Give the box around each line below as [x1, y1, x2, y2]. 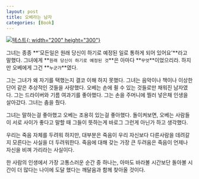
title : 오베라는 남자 [6, 14, 52, 20]
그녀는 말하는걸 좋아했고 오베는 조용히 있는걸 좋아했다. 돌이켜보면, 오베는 [6, 111, 174, 119]
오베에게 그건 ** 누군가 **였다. [12, 64, 78, 71]
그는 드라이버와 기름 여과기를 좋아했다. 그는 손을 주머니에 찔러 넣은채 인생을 [14, 91, 188, 98]
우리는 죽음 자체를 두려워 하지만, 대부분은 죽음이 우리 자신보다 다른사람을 [6, 132, 174, 139]
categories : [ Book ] [6, 20, 55, 25]
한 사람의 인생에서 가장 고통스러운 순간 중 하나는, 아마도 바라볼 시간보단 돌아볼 [6, 159, 187, 166]
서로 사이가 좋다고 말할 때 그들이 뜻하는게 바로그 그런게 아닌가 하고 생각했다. [12, 119, 188, 126]
